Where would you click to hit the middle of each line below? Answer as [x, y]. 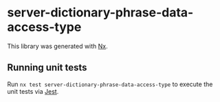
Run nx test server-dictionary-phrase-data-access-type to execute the [110, 84]
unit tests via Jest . [33, 91]
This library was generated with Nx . [57, 46]
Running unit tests [47, 67]
